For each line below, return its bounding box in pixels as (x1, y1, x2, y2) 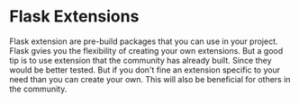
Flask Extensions (9, 6, 140, 27)
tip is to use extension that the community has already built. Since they (9, 55, 272, 65)
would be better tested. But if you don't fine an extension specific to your (9, 64, 281, 75)
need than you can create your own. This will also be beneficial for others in (9, 73, 291, 84)
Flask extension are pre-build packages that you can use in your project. (9, 36, 278, 47)
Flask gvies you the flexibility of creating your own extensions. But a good (9, 45, 284, 56)
